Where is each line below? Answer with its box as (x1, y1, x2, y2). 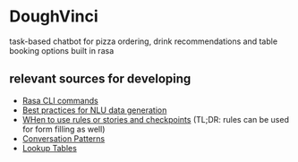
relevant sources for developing (9, 72, 192, 87)
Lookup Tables (21, 142, 78, 153)
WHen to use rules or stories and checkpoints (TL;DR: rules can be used (21, 114, 289, 124)
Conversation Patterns (21, 132, 106, 144)
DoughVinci (9, 6, 98, 27)
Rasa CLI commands (21, 95, 98, 106)
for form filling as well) (21, 124, 106, 134)
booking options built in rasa (9, 45, 115, 55)
